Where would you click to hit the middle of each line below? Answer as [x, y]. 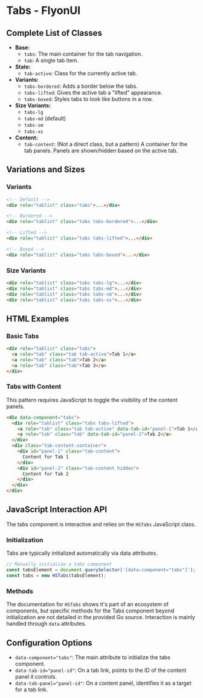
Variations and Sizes [46, 169]
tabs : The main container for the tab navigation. [83, 54]
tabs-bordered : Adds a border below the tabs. [81, 86]
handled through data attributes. [46, 624]
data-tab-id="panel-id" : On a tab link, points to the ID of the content [101, 670]
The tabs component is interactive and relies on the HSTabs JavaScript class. [101, 524]
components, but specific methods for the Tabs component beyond [90, 611]
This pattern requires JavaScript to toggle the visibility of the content [92, 400]
